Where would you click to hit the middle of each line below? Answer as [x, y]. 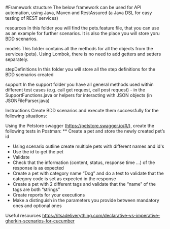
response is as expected [38, 168]
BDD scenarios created [29, 75]
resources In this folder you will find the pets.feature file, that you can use [82, 28]
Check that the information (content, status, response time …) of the [84, 162]
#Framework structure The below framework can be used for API [73, 7]
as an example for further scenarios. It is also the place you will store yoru [82, 33]
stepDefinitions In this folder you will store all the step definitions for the [80, 69]
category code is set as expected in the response [64, 179]
